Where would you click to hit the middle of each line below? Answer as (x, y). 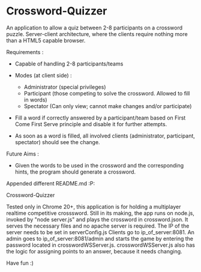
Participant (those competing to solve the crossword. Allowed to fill (107, 93)
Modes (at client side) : (43, 75)
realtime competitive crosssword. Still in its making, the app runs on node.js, (100, 213)
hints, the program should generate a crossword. (75, 172)
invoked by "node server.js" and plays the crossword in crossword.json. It (97, 219)
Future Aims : (22, 154)
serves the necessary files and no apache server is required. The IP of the (98, 226)
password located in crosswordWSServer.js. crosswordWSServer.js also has (100, 245)
